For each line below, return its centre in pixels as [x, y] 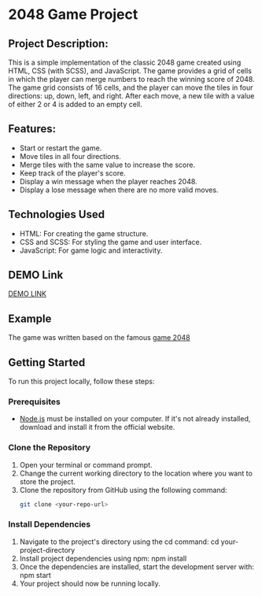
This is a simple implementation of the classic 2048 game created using [125, 62]
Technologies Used [56, 215]
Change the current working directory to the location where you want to [136, 473]
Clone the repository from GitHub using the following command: [123, 490]
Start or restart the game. [61, 148]
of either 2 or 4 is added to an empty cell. [76, 104]
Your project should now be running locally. [90, 583]
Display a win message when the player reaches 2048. [109, 181]
